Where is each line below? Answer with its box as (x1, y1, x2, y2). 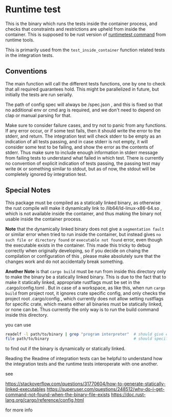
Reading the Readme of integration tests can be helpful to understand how (5, 356, 163, 362)
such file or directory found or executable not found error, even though (5, 236, 163, 243)
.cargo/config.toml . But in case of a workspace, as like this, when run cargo (5, 284, 165, 291)
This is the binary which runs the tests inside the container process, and (5, 20, 158, 27)
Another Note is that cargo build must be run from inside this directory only (5, 268, 166, 274)
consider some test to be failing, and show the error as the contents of (5, 144, 154, 150)
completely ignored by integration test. (5, 171, 87, 177)
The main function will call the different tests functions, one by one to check (5, 80, 166, 86)
